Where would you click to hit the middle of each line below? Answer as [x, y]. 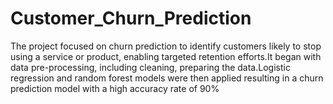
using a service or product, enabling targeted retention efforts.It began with [166, 56]
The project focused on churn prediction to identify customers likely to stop [166, 46]
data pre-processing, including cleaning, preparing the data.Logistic [150, 67]
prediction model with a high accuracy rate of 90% [115, 88]
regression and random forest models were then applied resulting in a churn [167, 78]
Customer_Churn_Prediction [131, 18]
